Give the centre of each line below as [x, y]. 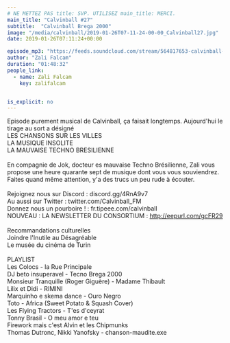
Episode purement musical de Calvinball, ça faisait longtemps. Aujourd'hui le [115, 121]
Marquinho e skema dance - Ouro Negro [64, 296]
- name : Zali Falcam [42, 77]
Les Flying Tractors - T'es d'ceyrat [56, 311]
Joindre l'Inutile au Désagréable [52, 238]
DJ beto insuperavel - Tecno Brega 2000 [65, 274]
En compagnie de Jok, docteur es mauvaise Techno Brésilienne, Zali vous [111, 165]
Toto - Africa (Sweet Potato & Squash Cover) [70, 303]
